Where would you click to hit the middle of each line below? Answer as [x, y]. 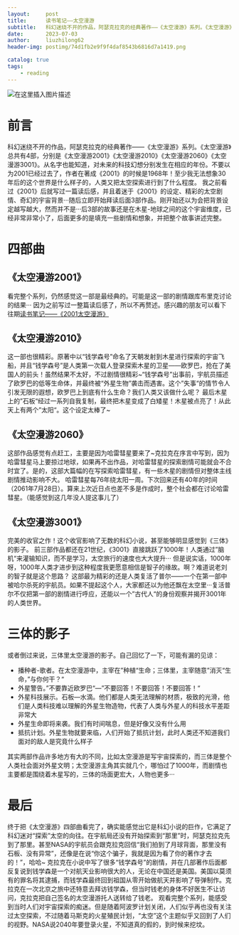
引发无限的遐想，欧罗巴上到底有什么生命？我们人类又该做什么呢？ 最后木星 [117, 392]
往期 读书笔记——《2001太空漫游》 [58, 314]
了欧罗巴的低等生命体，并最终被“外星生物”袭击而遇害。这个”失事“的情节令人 [119, 383]
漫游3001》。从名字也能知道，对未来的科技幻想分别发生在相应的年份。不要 [116, 164]
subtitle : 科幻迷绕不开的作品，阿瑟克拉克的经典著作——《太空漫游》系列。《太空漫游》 [121, 27]
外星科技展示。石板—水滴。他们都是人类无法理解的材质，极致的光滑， [121, 697]
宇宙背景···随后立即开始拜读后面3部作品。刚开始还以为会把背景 [130, 200]
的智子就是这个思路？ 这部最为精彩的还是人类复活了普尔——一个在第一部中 [117, 576]
